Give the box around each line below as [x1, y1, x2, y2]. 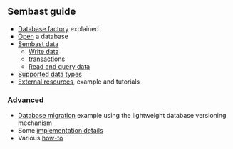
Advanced [7, 95, 44, 105]
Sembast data [17, 39, 59, 48]
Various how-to [17, 134, 63, 143]
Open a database [17, 32, 69, 40]
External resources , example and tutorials [17, 77, 140, 86]
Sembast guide [7, 6, 76, 18]
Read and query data [28, 62, 90, 70]
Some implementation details [17, 126, 103, 135]
